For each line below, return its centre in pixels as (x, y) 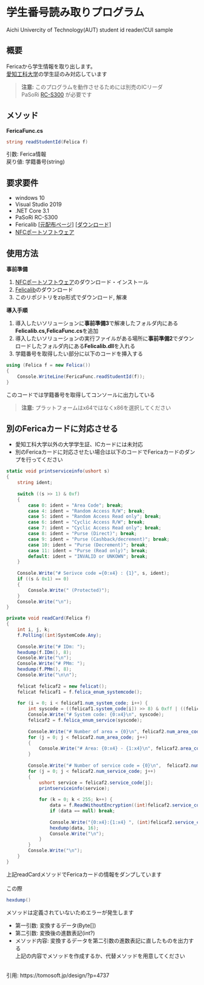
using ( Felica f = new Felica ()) (49, 365)
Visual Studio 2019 (38, 204)
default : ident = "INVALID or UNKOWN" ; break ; (88, 556)
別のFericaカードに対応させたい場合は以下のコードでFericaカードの (100, 452)
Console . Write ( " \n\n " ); (47, 675)
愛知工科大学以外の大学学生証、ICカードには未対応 (79, 444)
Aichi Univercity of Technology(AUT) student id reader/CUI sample (90, 30)
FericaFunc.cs (25, 130)
